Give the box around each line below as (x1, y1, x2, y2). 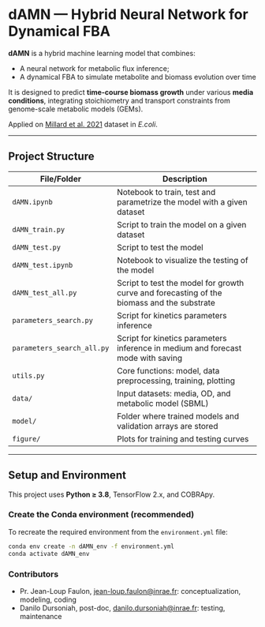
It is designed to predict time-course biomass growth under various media (8, 87, 254, 96)
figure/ (12, 434, 41, 443)
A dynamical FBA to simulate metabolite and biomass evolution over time (19, 72, 256, 81)
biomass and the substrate (117, 297, 215, 308)
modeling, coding (19, 595, 77, 604)
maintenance (19, 611, 62, 621)
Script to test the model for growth (117, 277, 244, 288)
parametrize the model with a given (117, 196, 248, 207)
